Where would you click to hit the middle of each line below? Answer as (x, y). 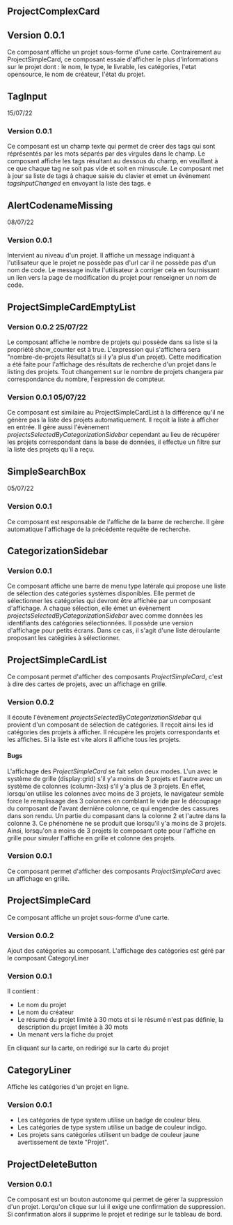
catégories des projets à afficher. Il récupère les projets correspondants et (114, 732)
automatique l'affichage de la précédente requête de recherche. (99, 529)
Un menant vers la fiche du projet (65, 1034)
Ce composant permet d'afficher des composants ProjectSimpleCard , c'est (115, 677)
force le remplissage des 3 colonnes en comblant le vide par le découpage (114, 801)
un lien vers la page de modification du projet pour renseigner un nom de (112, 278)
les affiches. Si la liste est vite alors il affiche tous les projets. (94, 740)
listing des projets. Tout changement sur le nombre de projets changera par (115, 372)
